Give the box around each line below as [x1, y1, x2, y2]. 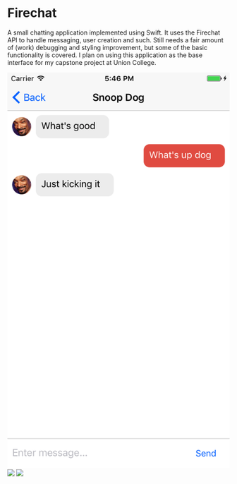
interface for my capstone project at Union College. [7, 58, 157, 66]
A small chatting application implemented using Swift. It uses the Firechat [7, 28, 221, 37]
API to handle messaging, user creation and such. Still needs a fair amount [7, 35, 224, 44]
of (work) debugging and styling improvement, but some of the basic [7, 43, 208, 52]
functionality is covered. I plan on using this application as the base [7, 51, 203, 59]
